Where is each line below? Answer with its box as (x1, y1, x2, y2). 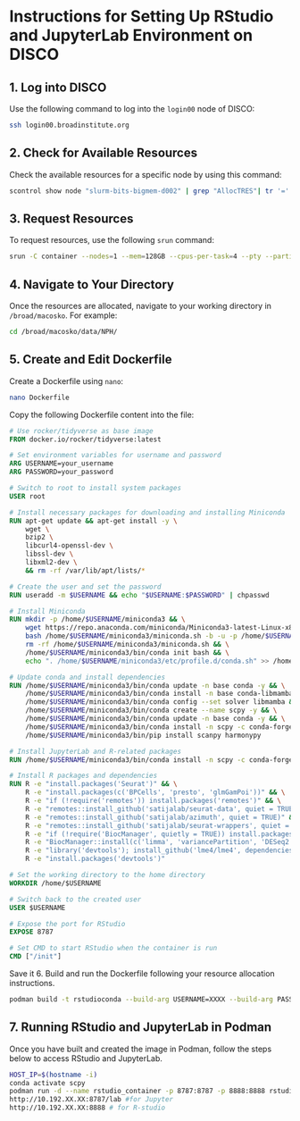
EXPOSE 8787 (9, 927, 54, 937)
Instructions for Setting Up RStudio (9, 6, 274, 27)
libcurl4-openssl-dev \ (25, 541, 114, 550)
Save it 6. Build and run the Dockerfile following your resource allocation (9, 968, 275, 979)
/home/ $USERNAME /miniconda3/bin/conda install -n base (25, 690, 234, 699)
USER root (9, 491, 46, 501)
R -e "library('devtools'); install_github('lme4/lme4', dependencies (25, 846, 294, 855)
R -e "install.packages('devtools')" (25, 855, 166, 864)
